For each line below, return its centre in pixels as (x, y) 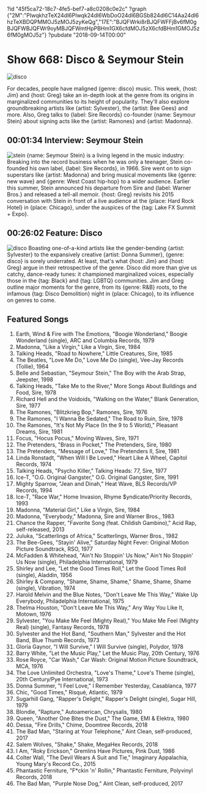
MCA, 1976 (29, 666)
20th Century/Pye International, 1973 (62, 680)
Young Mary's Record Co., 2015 (56, 764)
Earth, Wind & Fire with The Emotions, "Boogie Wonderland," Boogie (102, 334)
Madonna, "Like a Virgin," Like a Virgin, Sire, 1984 (78, 347)
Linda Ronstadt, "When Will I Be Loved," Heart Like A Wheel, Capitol (101, 458)
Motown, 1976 (33, 614)
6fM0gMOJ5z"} (27, 35)
